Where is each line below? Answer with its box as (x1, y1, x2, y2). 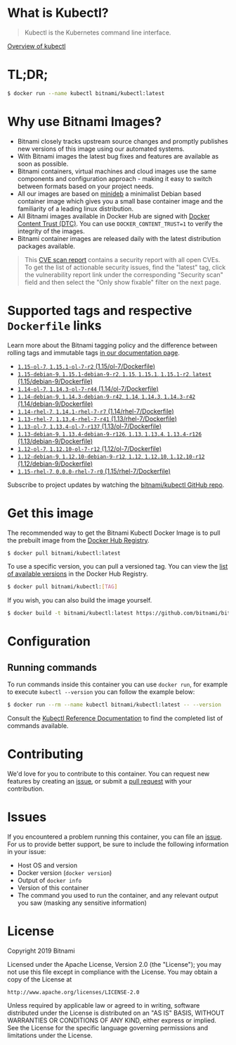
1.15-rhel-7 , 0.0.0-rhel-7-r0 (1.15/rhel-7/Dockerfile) (17, 466, 171, 475)
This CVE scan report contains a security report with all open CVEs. (24, 255, 221, 264)
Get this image (7, 505, 93, 521)
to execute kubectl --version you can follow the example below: (7, 688, 195, 696)
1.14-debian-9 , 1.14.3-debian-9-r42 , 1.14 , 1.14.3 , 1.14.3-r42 (17, 392, 196, 400)
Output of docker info (17, 876, 82, 884)
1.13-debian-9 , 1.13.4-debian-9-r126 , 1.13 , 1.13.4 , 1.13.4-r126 (17, 429, 202, 438)
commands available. (7, 722, 69, 730)
